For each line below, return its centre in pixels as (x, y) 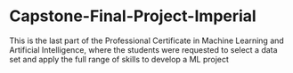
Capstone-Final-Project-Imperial (133, 16)
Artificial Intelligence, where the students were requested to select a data (143, 49)
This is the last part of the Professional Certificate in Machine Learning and (147, 40)
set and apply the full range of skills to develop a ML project (119, 59)
